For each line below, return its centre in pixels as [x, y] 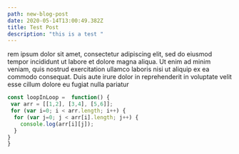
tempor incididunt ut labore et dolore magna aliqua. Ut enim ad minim [109, 62]
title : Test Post [33, 27]
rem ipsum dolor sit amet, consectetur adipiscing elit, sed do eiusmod [110, 54]
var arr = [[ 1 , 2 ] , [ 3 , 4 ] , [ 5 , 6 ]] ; [62, 104]
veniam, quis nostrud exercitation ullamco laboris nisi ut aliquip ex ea [108, 69]
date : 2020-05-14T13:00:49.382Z [55, 21]
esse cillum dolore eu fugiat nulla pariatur [68, 84]
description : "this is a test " [55, 34]
